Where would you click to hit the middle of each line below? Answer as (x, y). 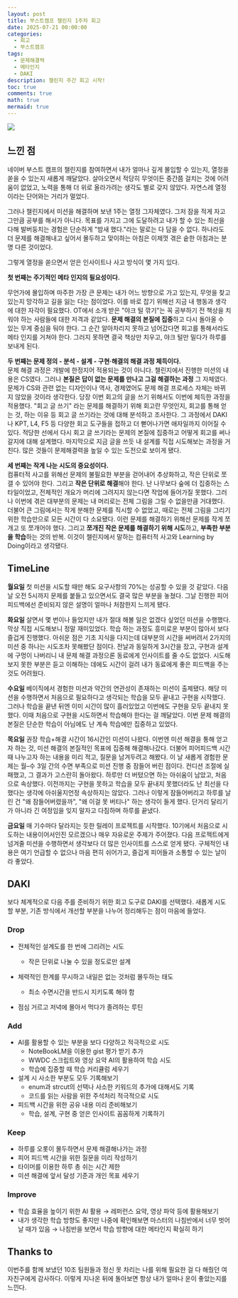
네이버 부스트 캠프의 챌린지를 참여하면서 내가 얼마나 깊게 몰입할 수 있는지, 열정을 (118, 169)
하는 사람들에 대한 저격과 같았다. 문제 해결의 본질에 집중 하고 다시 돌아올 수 (122, 319)
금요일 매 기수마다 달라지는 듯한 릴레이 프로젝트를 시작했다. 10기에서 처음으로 (114, 825)
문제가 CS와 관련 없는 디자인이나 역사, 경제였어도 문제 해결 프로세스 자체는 (110, 388)
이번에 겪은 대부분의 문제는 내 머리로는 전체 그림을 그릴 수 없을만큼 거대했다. (120, 501)
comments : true (30, 93)
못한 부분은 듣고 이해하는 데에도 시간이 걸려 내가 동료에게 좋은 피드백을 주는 (125, 664)
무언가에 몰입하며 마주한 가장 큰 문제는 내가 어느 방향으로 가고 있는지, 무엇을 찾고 (119, 292)
